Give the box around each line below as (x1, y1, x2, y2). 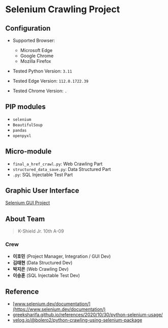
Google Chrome (20, 53, 54, 59)
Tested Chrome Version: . (12, 88, 67, 94)
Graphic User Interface (5, 186, 79, 195)
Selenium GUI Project (5, 200, 50, 206)
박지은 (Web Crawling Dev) (12, 266, 69, 272)
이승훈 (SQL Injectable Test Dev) (12, 272, 80, 279)
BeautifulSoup (12, 122, 43, 128)
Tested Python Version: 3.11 (12, 68, 72, 74)
